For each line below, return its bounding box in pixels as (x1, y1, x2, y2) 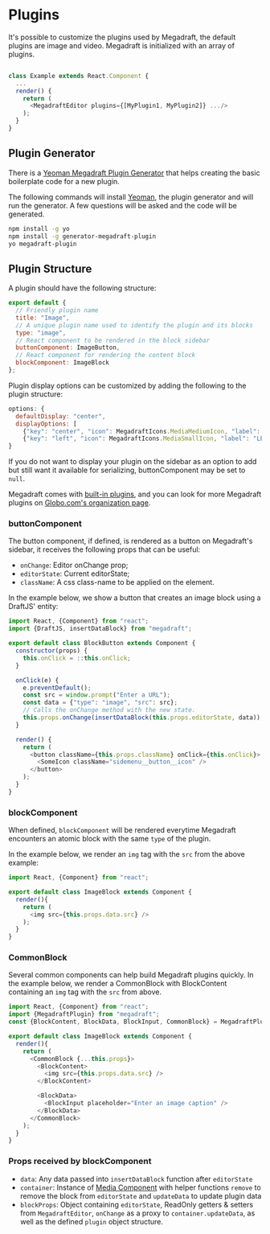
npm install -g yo (8, 224, 70, 232)
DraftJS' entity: (8, 602, 59, 611)
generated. (8, 209, 45, 219)
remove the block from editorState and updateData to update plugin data (19, 1191, 262, 1200)
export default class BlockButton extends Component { (8, 640, 196, 648)
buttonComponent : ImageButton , (15, 343, 121, 352)
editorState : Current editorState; (19, 569, 130, 578)
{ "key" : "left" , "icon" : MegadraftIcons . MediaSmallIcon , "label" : (22, 434, 250, 443)
